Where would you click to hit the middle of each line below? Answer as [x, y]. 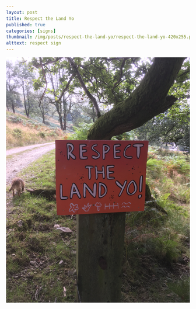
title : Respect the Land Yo [40, 18]
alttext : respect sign [34, 43]
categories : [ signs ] [31, 31]
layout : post [22, 12]
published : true [26, 25]
